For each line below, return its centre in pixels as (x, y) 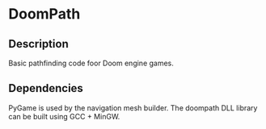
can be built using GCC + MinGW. (64, 116)
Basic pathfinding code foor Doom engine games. (91, 63)
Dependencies (46, 88)
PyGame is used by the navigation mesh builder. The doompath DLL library (133, 108)
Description (38, 44)
